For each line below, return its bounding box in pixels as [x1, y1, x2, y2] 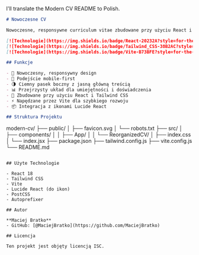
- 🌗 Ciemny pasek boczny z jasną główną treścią [6, 81, 130, 87]
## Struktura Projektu [6, 114, 62, 120]
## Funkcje [6, 59, 33, 66]
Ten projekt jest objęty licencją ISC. [6, 243, 105, 250]
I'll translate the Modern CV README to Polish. [6, 5, 120, 12]
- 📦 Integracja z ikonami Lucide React [6, 103, 107, 109]
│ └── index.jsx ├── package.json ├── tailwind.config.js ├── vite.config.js [6, 138, 192, 145]
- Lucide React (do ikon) [6, 186, 70, 192]
